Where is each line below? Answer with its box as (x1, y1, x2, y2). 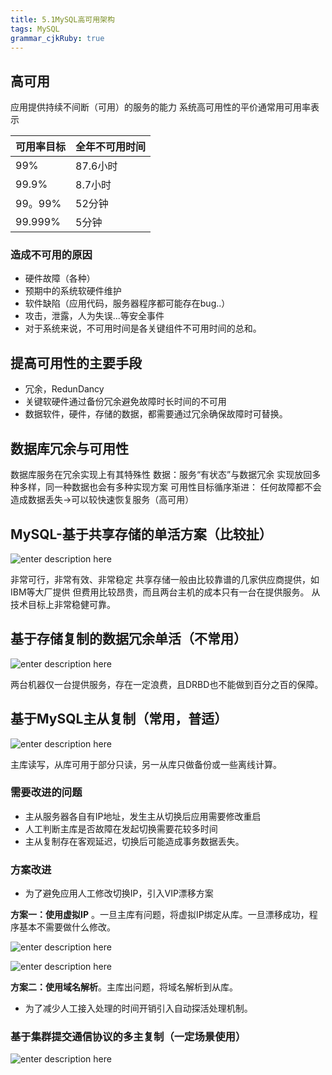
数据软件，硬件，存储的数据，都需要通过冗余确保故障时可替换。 (24, 408, 288, 420)
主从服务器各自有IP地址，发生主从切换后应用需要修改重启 (24, 810, 262, 822)
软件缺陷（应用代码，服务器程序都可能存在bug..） (24, 297, 231, 310)
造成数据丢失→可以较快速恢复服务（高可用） (10, 494, 195, 506)
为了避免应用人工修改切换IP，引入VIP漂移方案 (24, 887, 214, 900)
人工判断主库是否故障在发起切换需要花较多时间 (24, 822, 218, 835)
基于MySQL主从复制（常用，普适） (10, 711, 228, 728)
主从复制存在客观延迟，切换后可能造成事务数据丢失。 (24, 835, 245, 847)
